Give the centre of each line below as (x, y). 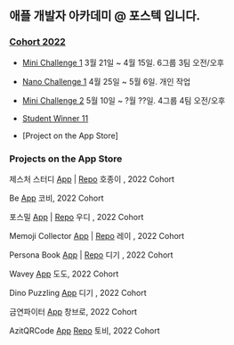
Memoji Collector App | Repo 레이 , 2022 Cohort (97, 235)
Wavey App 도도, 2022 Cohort (64, 274)
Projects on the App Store (66, 159)
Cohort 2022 (38, 42)
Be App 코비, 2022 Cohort (56, 198)
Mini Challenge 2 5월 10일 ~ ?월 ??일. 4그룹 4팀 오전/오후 (124, 100)
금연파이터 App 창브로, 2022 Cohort (73, 311)
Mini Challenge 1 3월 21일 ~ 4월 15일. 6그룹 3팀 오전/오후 (123, 62)
